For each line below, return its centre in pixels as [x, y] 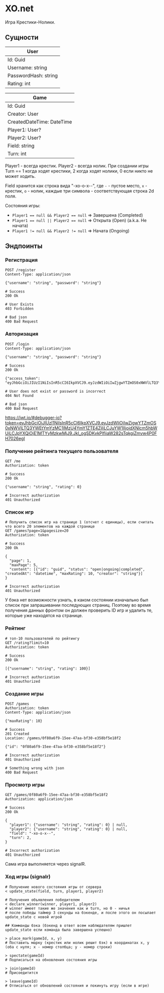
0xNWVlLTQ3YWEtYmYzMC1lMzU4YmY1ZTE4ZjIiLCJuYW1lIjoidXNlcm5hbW [81, 428]
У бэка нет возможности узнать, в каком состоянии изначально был [77, 600]
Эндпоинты [24, 246]
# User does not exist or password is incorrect [55, 391]
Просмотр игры [25, 785]
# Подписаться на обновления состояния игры [51, 960]
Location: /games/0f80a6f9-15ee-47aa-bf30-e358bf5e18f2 [63, 738]
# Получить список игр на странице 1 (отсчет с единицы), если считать [79, 522]
